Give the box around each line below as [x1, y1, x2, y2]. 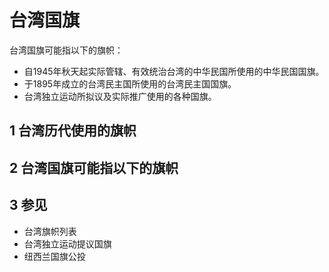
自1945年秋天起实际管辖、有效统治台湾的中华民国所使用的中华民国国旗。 [23, 65, 325, 77]
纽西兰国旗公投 [23, 250, 86, 262]
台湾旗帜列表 [23, 225, 77, 237]
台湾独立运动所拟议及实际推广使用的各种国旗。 [23, 90, 217, 102]
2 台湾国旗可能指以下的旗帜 [9, 159, 179, 176]
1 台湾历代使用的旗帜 [9, 122, 137, 140]
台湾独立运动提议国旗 [23, 237, 112, 250]
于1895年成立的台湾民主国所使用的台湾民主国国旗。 [23, 77, 237, 90]
